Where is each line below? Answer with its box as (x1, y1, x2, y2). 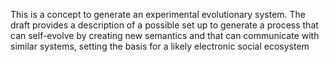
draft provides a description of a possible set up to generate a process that (10, 19, 319, 31)
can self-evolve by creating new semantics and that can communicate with (10, 30, 320, 41)
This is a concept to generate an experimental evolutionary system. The (10, 9, 307, 20)
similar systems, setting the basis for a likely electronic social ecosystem (10, 40, 310, 52)
